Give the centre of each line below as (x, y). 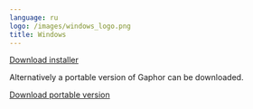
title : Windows (38, 34)
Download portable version (60, 95)
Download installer (44, 60)
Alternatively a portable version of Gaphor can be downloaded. (126, 77)
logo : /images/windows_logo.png (70, 26)
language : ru (34, 18)
